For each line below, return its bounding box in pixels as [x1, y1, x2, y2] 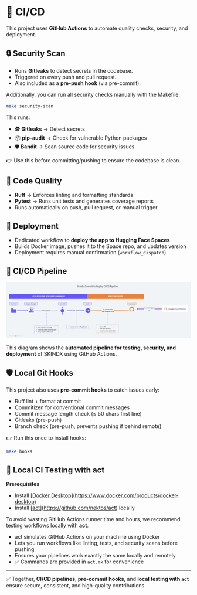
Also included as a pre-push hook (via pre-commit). [14, 79, 141, 87]
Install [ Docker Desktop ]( [14, 492, 75, 499]
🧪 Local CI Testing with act [6, 465, 105, 475]
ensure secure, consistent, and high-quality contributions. [6, 582, 147, 589]
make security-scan [6, 103, 54, 109]
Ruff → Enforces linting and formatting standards [14, 192, 134, 199]
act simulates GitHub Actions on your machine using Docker [14, 533, 160, 540]
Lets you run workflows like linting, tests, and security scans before [14, 539, 178, 547]
